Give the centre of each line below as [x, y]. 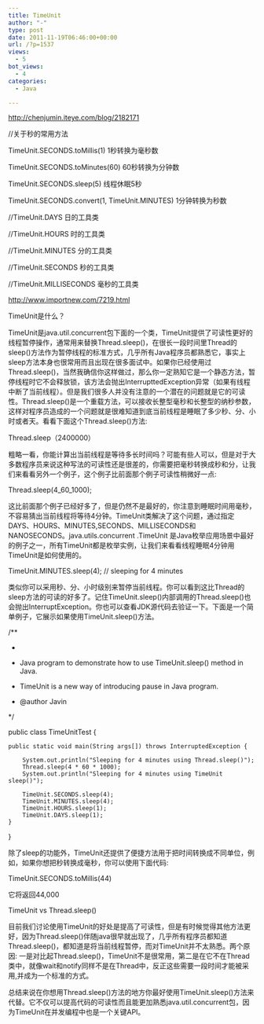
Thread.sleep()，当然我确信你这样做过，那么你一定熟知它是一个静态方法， [128, 372]
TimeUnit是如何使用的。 [47, 556]
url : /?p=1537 [31, 45]
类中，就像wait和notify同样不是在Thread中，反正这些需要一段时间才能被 [125, 966]
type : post [26, 30]
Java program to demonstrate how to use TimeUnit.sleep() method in [131, 663]
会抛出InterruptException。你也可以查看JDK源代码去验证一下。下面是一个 [128, 607]
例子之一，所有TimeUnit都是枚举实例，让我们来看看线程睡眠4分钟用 [125, 545]
